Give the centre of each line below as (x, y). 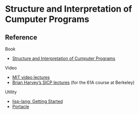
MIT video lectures (31, 77)
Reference (21, 37)
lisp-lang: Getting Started (38, 101)
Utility (11, 92)
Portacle (20, 106)
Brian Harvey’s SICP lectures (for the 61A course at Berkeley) (73, 82)
